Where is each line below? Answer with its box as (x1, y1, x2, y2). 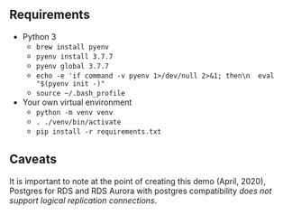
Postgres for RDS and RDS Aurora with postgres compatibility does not (9, 185, 272, 196)
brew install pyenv (35, 42, 110, 51)
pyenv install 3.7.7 (35, 51, 114, 61)
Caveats (9, 152, 57, 167)
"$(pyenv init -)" (35, 79, 105, 89)
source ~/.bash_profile (35, 89, 126, 98)
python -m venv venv (35, 107, 114, 117)
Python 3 (22, 31, 57, 42)
